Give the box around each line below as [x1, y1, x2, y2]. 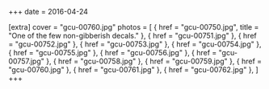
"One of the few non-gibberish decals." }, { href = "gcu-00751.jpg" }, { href [8, 31, 257, 40]
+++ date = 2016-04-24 [8, 7, 89, 16]
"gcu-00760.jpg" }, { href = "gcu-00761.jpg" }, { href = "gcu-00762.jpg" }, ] [8, 65, 258, 75]
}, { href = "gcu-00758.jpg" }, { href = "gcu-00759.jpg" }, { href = [45, 56, 263, 66]
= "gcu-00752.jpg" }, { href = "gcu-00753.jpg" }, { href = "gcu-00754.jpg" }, [8, 39, 262, 49]
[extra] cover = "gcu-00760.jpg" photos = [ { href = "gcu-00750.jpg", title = [8, 22, 259, 31]
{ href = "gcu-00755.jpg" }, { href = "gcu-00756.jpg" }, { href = [8, 48, 217, 57]
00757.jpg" [8, 56, 44, 66]
